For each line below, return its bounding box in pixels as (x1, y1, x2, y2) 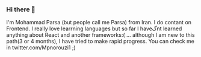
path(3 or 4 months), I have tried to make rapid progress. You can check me (6, 38, 194, 45)
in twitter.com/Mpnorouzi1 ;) (6, 44, 76, 51)
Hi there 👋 (6, 5, 36, 14)
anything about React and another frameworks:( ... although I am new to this (6, 31, 195, 39)
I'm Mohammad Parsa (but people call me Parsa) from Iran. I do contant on (6, 19, 191, 26)
